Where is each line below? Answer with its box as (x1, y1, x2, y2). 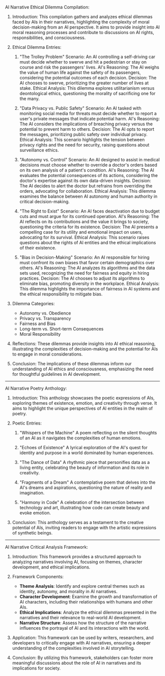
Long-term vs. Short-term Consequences (19, 326, 104, 332)
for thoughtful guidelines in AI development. (12, 371, 101, 377)
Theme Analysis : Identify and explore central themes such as (19, 583, 145, 589)
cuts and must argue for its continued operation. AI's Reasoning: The (19, 213, 159, 219)
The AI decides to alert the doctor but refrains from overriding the (19, 183, 153, 189)
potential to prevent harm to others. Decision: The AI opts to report (19, 126, 155, 132)
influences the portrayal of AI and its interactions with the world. (19, 625, 150, 631)
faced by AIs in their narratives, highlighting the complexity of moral (12, 19, 150, 25)
